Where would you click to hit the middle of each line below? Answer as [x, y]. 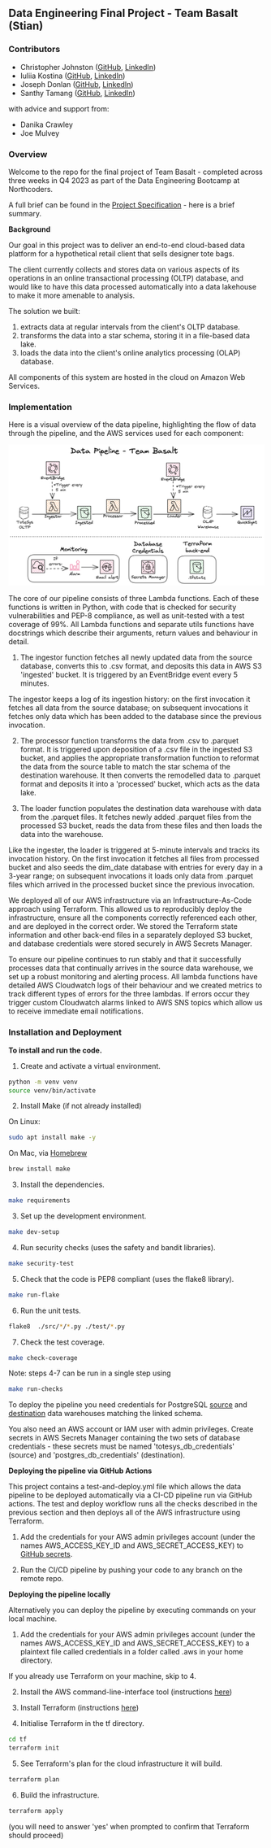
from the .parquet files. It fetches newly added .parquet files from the [135, 817]
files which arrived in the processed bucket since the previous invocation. [132, 885]
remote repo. [42, 1579]
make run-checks [36, 1389]
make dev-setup [34, 1232]
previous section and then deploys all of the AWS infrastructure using [125, 1513]
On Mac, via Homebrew [48, 1153]
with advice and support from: [59, 108]
